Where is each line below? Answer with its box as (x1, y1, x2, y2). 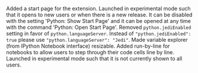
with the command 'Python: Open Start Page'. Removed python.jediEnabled (6, 24, 191, 31)
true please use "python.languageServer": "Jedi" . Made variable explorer (6, 36, 188, 43)
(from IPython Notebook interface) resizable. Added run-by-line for (6, 42, 170, 49)
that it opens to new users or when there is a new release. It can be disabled (6, 11, 193, 18)
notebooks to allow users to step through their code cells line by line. (6, 49, 175, 55)
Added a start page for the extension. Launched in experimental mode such (6, 5, 191, 12)
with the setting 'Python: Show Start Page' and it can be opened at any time (6, 18, 191, 24)
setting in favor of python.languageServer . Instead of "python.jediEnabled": (6, 30, 191, 37)
